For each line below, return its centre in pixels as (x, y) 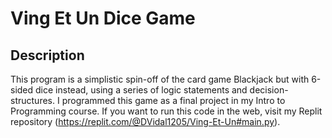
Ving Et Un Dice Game (103, 18)
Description (47, 55)
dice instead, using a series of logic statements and (141, 90)
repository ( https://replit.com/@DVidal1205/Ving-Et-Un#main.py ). (145, 121)
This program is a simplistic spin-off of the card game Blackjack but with (160, 79)
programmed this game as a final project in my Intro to (173, 100)
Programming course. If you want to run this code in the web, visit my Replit (166, 111)
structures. (32, 100)
